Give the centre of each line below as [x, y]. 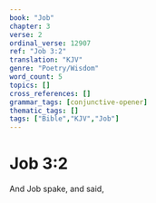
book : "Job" [32, 18]
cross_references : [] [50, 93]
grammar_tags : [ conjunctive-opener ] [78, 102]
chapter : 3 [30, 26]
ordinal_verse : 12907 [50, 43]
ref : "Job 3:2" [38, 52]
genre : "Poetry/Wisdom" [54, 69]
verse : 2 [26, 34]
